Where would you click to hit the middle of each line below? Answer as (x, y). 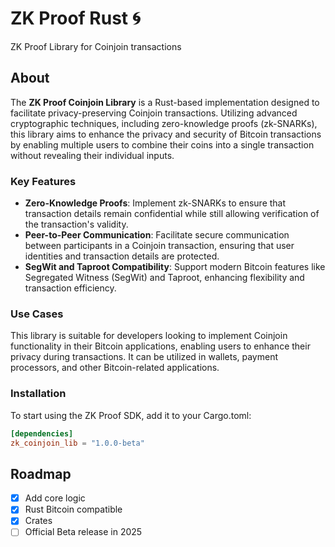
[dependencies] (42, 433)
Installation (38, 394)
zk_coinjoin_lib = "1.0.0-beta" (77, 443)
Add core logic (55, 498)
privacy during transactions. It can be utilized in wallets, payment (144, 357)
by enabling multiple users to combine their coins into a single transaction (162, 144)
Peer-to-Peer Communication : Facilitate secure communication (157, 235)
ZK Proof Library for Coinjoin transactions (96, 46)
